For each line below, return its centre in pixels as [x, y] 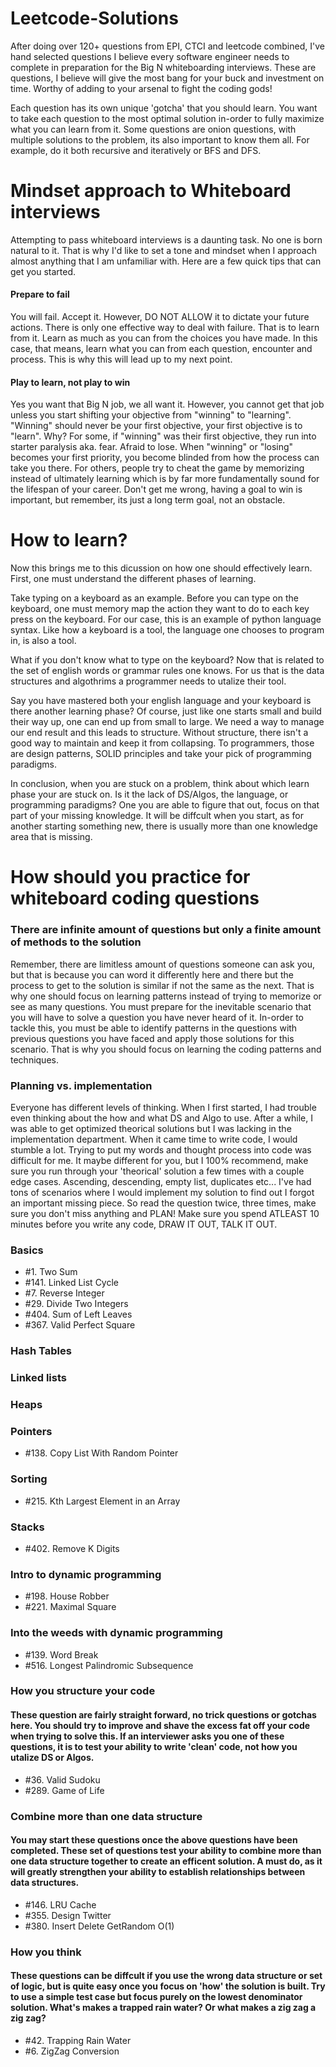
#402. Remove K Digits [72, 1548]
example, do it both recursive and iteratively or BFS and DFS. [136, 150]
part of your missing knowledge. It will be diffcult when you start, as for [157, 816]
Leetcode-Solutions [94, 18]
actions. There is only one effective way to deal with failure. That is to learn [165, 328]
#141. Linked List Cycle [71, 1283]
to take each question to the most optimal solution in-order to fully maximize [167, 118]
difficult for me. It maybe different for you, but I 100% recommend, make [159, 1160]
